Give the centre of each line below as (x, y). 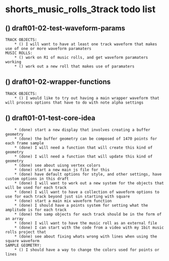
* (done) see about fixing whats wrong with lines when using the (86, 236)
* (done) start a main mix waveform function (63, 201)
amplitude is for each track (36, 210)
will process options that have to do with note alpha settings (74, 103)
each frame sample (25, 143)
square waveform (22, 241)
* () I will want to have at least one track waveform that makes (86, 44)
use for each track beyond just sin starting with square (68, 197)
